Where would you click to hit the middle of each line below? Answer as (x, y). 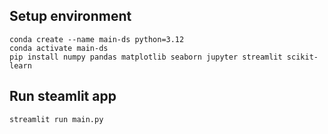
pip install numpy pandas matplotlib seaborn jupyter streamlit (146, 57)
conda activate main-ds (59, 48)
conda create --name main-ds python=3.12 (97, 39)
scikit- (302, 57)
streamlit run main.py (56, 119)
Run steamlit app (63, 96)
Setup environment (70, 16)
